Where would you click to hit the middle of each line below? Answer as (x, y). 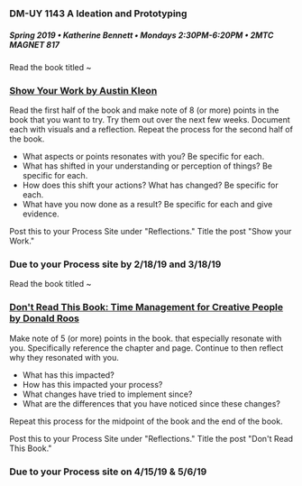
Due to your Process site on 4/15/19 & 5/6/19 (108, 472)
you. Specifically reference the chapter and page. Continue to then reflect (146, 348)
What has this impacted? (68, 375)
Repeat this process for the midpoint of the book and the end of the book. (146, 421)
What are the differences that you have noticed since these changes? (151, 403)
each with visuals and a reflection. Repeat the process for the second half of (151, 130)
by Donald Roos (44, 318)
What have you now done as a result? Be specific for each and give (147, 205)
